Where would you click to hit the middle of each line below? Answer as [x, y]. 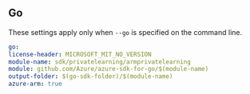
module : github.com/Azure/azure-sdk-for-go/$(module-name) [109, 69]
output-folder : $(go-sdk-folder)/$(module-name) [91, 76]
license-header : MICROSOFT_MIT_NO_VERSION [80, 54]
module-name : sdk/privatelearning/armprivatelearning [100, 62]
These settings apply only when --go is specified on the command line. [125, 32]
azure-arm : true [35, 84]
